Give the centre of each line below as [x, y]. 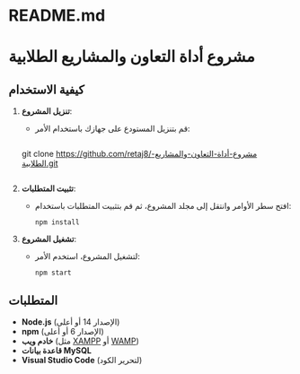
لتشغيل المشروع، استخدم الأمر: [88, 257]
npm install [57, 222]
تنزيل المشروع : [47, 111]
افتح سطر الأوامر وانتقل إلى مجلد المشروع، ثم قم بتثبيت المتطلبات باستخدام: [163, 206]
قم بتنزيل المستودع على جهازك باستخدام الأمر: [112, 129]
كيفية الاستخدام [46, 89]
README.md [57, 16]
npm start [53, 273]
